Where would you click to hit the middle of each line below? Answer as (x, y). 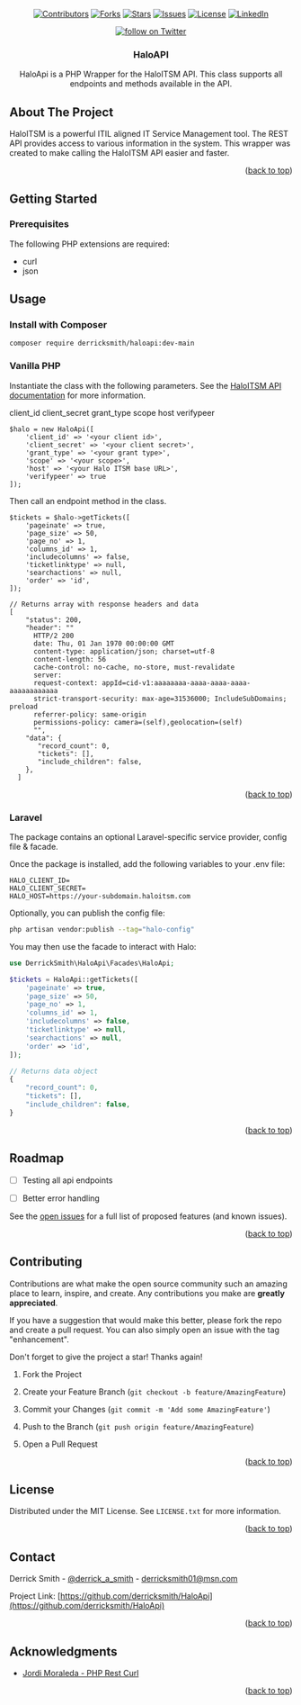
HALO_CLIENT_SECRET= (48, 889)
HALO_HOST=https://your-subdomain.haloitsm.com (100, 897)
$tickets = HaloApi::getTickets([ (74, 979)
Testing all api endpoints (67, 1180)
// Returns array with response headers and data (104, 604)
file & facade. (34, 847)
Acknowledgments (64, 1651)
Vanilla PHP (35, 366)
